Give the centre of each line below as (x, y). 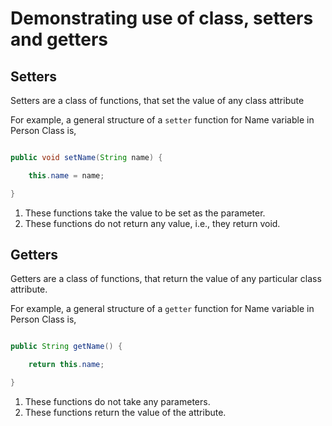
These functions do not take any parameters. (117, 402)
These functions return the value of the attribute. (125, 413)
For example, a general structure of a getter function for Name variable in (162, 309)
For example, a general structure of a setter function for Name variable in (162, 120)
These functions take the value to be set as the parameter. (145, 213)
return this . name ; (66, 365)
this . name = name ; (66, 175)
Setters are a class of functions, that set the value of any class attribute (157, 100)
